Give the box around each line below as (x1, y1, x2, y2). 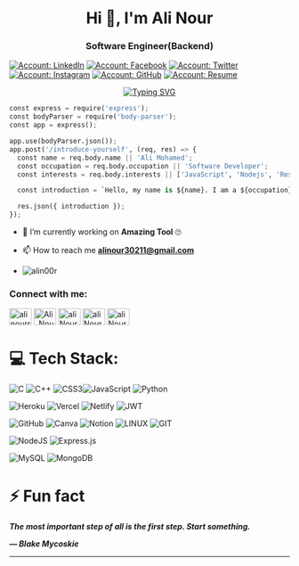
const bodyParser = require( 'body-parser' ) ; (9, 112, 177, 121)
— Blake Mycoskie (9, 538, 79, 549)
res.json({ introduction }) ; (17, 202, 125, 211)
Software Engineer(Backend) (85, 40, 214, 53)
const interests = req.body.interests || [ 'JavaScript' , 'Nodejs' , (17, 169, 273, 179)
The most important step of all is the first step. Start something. (9, 521, 251, 532)
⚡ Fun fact (9, 486, 85, 506)
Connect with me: (9, 288, 88, 300)
